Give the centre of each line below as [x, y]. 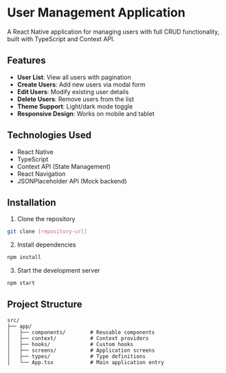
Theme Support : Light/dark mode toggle [75, 106]
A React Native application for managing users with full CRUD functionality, [113, 32]
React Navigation [41, 174]
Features [26, 61]
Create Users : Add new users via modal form [81, 84]
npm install [24, 258]
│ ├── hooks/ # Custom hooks [70, 344]
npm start [21, 283]
